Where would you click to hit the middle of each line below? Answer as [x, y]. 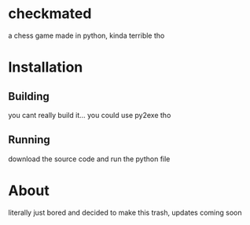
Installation [46, 67]
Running [29, 140]
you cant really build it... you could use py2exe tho [90, 115]
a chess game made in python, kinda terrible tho [86, 35]
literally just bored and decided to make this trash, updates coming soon [125, 212]
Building [29, 96]
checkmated [50, 14]
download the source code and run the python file [89, 159]
